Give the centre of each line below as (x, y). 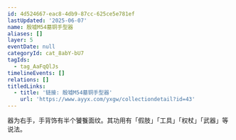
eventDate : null (31, 47)
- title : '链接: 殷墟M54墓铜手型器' (63, 93)
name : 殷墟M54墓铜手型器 (40, 27)
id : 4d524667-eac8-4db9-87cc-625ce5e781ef (71, 14)
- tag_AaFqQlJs (36, 66)
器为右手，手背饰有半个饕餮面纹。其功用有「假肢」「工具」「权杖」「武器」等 (118, 120)
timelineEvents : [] (36, 73)
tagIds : (19, 60)
